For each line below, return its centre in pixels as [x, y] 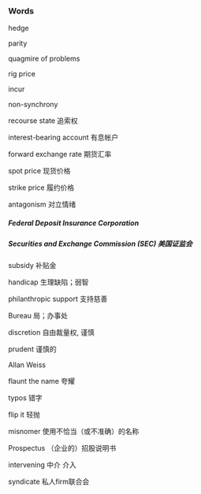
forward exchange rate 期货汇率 [60, 154]
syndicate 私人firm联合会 [49, 481]
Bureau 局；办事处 [38, 315]
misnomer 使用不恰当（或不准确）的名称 [74, 431]
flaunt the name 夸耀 [41, 381]
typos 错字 [26, 397]
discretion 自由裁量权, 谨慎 [52, 332]
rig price [22, 74]
